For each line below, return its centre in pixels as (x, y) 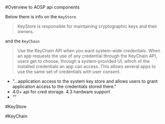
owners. (26, 31)
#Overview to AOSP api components (42, 7)
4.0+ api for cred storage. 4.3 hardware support (61, 92)
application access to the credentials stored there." (64, 86)
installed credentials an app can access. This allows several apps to (86, 66)
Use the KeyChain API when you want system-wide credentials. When (89, 51)
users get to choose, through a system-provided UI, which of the (83, 61)
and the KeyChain (22, 41)
